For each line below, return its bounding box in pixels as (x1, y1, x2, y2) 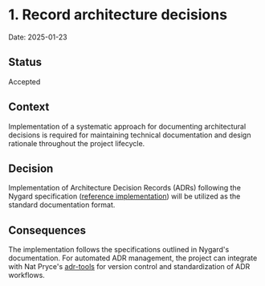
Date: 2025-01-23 (8, 32, 67, 42)
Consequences (8, 223, 87, 237)
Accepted (8, 76, 41, 86)
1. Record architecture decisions (8, 6, 227, 24)
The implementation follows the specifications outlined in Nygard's (8, 245, 230, 255)
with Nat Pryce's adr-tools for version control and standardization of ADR (8, 262, 251, 272)
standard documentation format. (8, 200, 116, 210)
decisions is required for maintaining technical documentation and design (8, 130, 251, 140)
